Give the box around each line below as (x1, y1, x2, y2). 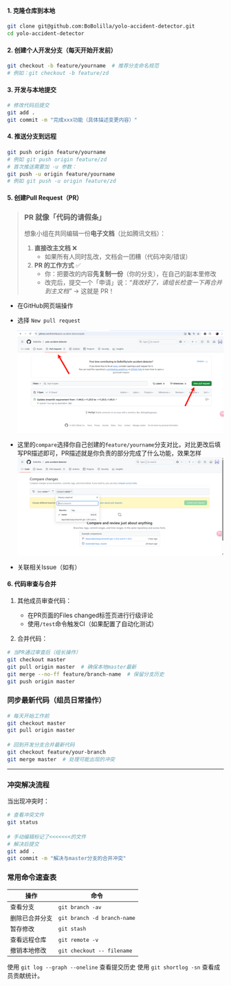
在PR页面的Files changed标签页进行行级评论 (27, 611, 153, 619)
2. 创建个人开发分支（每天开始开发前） (7, 45, 117, 54)
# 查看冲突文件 (7, 812, 45, 819)
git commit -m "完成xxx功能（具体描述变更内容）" (7, 116, 137, 123)
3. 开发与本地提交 (7, 85, 57, 94)
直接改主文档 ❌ (34, 244, 78, 253)
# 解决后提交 (7, 840, 39, 848)
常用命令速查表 (7, 872, 57, 882)
